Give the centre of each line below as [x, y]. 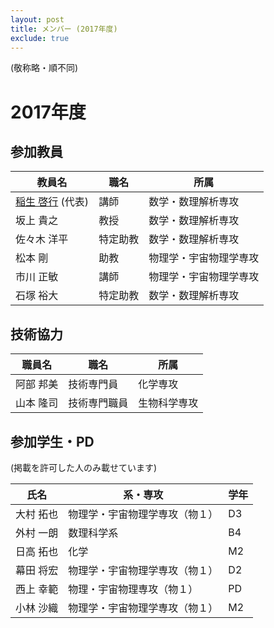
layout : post [37, 19]
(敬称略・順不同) [44, 68]
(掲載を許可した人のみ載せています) [84, 467]
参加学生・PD [52, 441]
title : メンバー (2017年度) [64, 29]
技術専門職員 [98, 403]
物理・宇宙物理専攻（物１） [133, 589]
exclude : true [40, 38]
